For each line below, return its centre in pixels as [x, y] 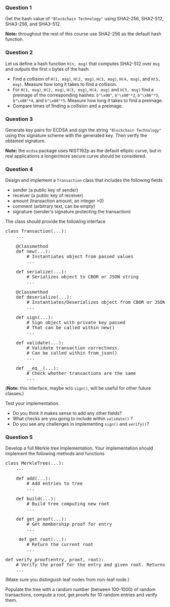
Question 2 [19, 52]
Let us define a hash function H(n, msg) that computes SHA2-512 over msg [82, 63]
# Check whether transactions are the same [81, 373]
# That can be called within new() [71, 328]
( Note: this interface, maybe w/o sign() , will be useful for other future [78, 388]
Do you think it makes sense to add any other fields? [67, 413]
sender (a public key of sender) [45, 190]
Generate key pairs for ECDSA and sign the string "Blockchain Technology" [83, 130]
